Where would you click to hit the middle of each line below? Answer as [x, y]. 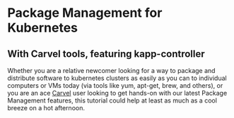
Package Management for [85, 13]
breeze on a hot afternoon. [46, 108]
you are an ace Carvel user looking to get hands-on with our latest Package [117, 93]
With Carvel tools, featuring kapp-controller [106, 54]
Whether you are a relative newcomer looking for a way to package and [111, 71]
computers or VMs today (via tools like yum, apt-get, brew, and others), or [115, 85]
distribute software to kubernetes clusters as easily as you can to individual [117, 78]
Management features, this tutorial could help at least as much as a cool [112, 100]
